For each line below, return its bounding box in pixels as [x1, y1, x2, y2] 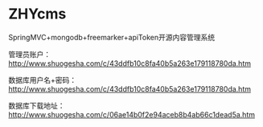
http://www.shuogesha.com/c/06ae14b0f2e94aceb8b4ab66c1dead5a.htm [8, 109, 256, 119]
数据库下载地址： [8, 100, 65, 110]
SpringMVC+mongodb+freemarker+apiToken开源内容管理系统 [8, 32, 216, 42]
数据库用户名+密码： [8, 75, 77, 84]
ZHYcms [8, 5, 67, 23]
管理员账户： [8, 49, 51, 59]
